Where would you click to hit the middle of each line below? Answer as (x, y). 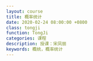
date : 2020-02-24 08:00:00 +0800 (47, 22)
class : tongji (23, 28)
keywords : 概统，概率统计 (35, 49)
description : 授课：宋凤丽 (36, 44)
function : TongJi (27, 33)
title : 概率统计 (24, 17)
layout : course (25, 11)
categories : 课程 (26, 38)
